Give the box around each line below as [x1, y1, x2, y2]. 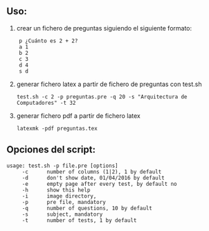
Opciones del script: [6, 144, 96, 155]
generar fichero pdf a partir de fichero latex [16, 111, 141, 120]
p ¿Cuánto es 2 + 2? [19, 37, 78, 44]
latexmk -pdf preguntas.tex [16, 125, 98, 132]
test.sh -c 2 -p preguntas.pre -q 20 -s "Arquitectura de [16, 93, 188, 100]
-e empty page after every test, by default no [21, 180, 177, 187]
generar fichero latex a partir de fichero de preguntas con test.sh [16, 80, 202, 88]
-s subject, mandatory [21, 211, 103, 218]
